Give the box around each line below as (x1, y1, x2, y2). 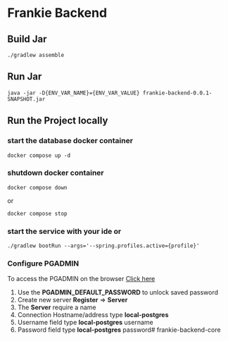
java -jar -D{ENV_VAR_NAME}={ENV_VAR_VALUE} (7, 89, 140, 97)
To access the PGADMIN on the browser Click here (7, 275, 156, 283)
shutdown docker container (7, 168, 104, 178)
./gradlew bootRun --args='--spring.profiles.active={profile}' (7, 242, 200, 249)
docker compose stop (7, 210, 68, 217)
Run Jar (7, 70, 42, 82)
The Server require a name (17, 303, 96, 311)
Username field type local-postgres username (17, 318, 153, 327)
